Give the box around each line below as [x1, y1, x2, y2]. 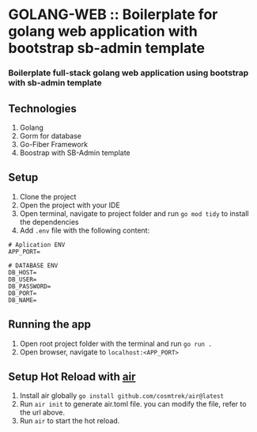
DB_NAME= [8, 296, 37, 304]
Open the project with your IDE [19, 200, 120, 210]
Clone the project [19, 191, 77, 201]
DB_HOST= [8, 268, 37, 276]
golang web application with [8, 22, 198, 40]
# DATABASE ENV [8, 261, 59, 270]
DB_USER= [8, 275, 37, 283]
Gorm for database [19, 131, 81, 140]
